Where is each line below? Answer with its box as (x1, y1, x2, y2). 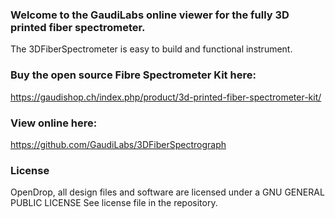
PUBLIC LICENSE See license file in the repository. (10, 197, 218, 209)
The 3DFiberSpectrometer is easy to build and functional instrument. (10, 43, 293, 55)
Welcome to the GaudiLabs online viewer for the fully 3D (10, 8, 290, 22)
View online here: (10, 116, 98, 130)
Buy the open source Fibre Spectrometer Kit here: (10, 68, 257, 82)
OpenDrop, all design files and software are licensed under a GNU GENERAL (10, 186, 325, 198)
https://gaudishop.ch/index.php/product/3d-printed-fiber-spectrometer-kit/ (10, 91, 322, 103)
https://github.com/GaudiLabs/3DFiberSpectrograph (10, 138, 227, 150)
